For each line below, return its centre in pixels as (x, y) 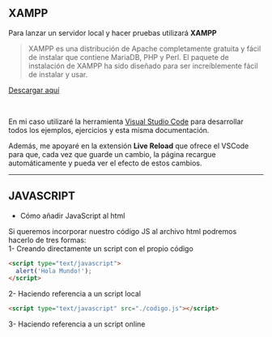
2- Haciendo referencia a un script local (75, 294)
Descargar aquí (34, 90)
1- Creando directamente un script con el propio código (101, 248)
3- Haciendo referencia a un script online (77, 324)
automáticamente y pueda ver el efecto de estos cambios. (105, 163)
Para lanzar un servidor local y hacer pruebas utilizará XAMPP (113, 32)
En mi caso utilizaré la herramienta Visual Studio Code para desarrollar (126, 122)
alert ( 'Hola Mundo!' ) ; (54, 271)
